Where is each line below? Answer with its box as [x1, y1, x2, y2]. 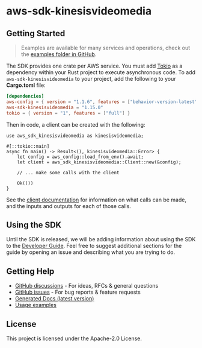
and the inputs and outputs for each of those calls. [6, 202, 131, 209]
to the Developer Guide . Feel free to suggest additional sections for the [6, 242, 182, 250]
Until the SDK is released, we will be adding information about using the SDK [6, 236, 196, 243]
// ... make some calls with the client [17, 169, 120, 176]
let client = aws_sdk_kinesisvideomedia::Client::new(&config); [17, 159, 182, 165]
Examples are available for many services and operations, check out [20, 44, 191, 51]
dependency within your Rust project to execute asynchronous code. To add [6, 69, 196, 76]
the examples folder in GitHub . [20, 51, 97, 58]
